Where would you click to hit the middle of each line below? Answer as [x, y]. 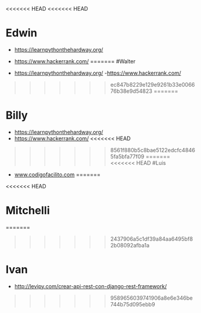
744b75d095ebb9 [133, 304]
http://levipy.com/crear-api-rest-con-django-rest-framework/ [90, 286]
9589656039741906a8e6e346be [152, 298]
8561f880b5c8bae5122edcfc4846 [153, 150]
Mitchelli [28, 211]
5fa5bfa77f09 [128, 156]
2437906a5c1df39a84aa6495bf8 [152, 239]
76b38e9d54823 [131, 91]
